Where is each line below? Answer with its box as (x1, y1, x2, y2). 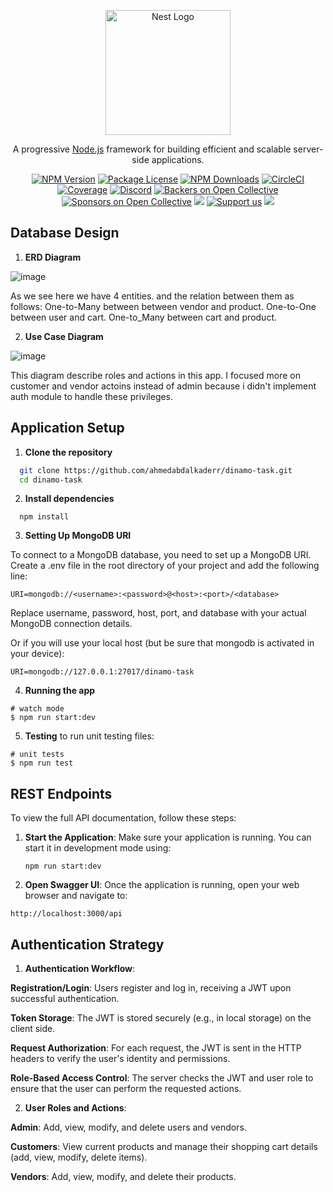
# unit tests (10, 750, 65, 760)
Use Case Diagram (24, 330, 104, 342)
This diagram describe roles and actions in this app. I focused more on (10, 369, 301, 381)
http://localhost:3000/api (10, 909, 123, 919)
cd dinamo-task (19, 475, 83, 485)
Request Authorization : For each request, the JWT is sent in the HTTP (10, 1042, 302, 1054)
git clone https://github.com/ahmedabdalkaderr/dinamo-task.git (19, 465, 293, 475)
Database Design (10, 225, 120, 242)
